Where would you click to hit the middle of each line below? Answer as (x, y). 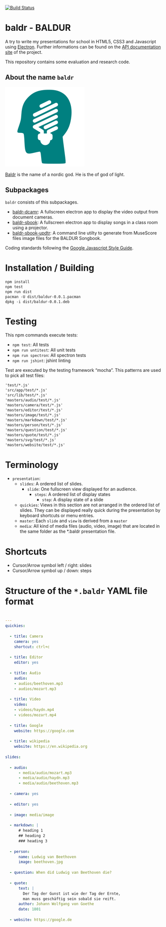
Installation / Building (50, 268)
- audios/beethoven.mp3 (39, 684)
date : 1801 (29, 909)
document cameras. (33, 217)
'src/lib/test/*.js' (27, 395)
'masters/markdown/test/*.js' (36, 420)
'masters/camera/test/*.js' (34, 405)
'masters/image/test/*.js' (33, 415)
